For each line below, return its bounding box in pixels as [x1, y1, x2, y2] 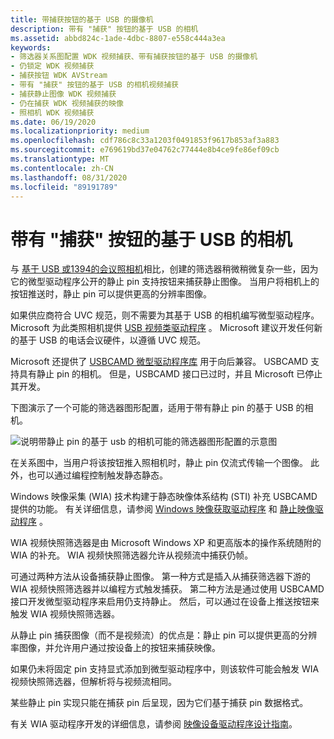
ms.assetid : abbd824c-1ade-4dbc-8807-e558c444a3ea [10, 33, 226, 43]
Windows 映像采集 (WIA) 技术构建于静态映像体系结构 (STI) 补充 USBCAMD [10, 491, 318, 503]
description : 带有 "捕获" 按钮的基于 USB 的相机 [10, 24, 199, 34]
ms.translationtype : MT [10, 154, 110, 164]
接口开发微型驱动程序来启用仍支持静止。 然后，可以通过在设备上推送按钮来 [10, 596, 320, 608]
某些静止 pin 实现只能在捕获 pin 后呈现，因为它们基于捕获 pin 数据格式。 [10, 697, 309, 709]
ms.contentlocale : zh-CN [10, 163, 114, 173]
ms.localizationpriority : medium [10, 126, 150, 136]
